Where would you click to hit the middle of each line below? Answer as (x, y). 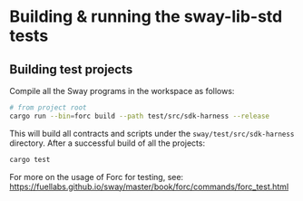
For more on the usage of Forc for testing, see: (97, 177)
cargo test (30, 159)
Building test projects (71, 69)
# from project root (49, 108)
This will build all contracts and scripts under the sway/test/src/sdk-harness (152, 133)
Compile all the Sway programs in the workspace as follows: (122, 91)
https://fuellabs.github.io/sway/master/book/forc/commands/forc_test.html (149, 187)
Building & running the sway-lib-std (146, 17)
